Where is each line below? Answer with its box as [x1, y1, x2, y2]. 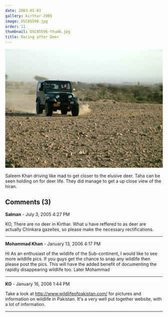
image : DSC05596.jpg [5, 19, 48, 24]
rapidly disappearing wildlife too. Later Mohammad [5, 266, 110, 272]
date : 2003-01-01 [5, 8, 41, 13]
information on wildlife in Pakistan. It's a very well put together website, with [5, 296, 162, 302]
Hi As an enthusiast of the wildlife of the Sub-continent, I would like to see [5, 250, 157, 256]
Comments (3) [5, 198, 51, 207]
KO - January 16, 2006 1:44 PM [5, 281, 70, 287]
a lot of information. [5, 301, 46, 307]
